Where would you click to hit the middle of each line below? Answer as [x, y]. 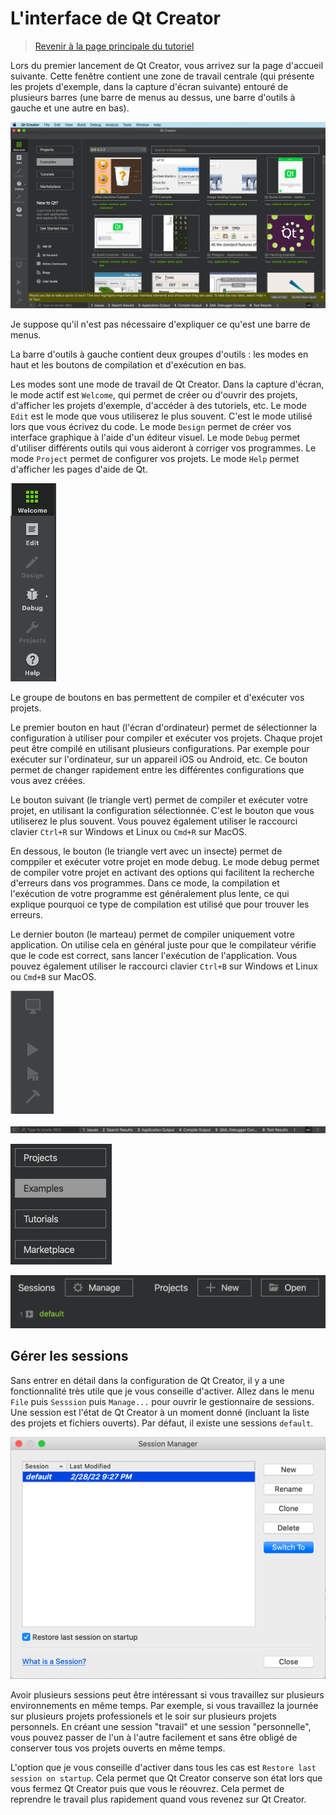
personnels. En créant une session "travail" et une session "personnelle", [161, 1726]
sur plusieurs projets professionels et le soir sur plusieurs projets [143, 1716]
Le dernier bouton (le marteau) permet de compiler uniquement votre [152, 934]
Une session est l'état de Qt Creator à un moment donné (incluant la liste [160, 1412]
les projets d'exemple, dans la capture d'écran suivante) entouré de [149, 86]
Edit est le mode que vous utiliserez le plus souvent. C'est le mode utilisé [161, 416]
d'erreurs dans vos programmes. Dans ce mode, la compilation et [145, 883]
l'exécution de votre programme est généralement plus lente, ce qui [150, 893]
